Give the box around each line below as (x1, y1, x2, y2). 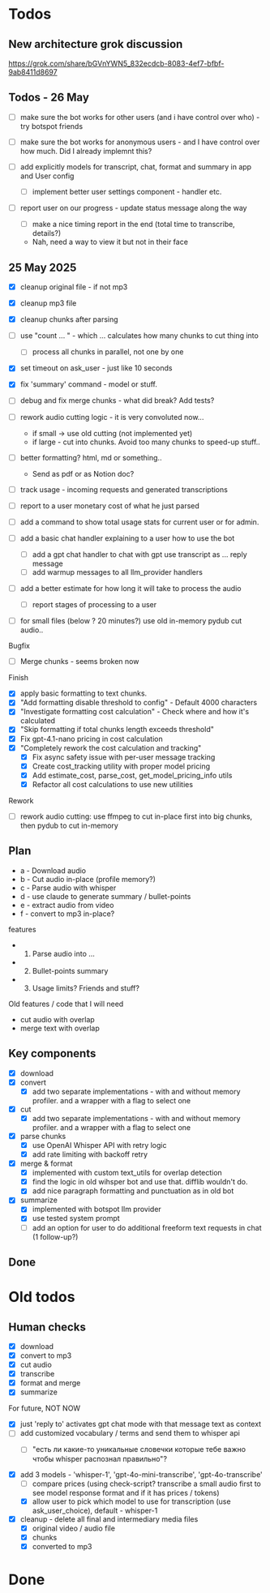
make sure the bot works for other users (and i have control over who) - (19, 112, 260, 122)
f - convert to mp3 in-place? (19, 909, 115, 919)
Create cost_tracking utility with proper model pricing (32, 761, 211, 771)
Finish (8, 673, 28, 683)
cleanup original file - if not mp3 (19, 282, 128, 292)
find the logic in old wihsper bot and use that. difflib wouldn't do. (32, 1177, 249, 1187)
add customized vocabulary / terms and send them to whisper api (19, 1428, 241, 1438)
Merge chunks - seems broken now (19, 657, 139, 666)
